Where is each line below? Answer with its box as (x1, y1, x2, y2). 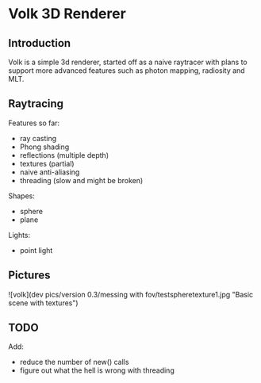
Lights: (8, 230, 31, 239)
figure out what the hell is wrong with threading (19, 366, 175, 375)
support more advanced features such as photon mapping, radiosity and (8, 66, 245, 75)
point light (19, 245, 53, 255)
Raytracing (8, 97, 64, 111)
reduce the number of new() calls (19, 358, 129, 367)
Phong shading (19, 142, 70, 151)
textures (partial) (19, 159, 75, 168)
